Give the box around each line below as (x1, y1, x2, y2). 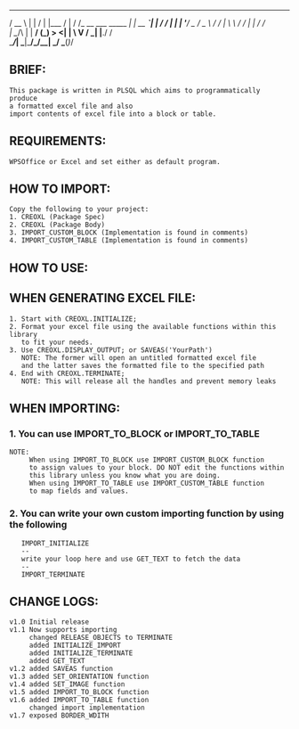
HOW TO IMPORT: (9, 182, 111, 197)
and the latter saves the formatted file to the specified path (20, 361, 265, 370)
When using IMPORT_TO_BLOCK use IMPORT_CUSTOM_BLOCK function (28, 455, 265, 464)
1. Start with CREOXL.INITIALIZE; (9, 314, 138, 324)
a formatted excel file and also (9, 102, 133, 111)
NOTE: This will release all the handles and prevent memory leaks (20, 376, 277, 386)
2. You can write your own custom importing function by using (9, 507, 285, 520)
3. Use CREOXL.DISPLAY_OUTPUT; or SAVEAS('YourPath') (9, 345, 214, 355)
